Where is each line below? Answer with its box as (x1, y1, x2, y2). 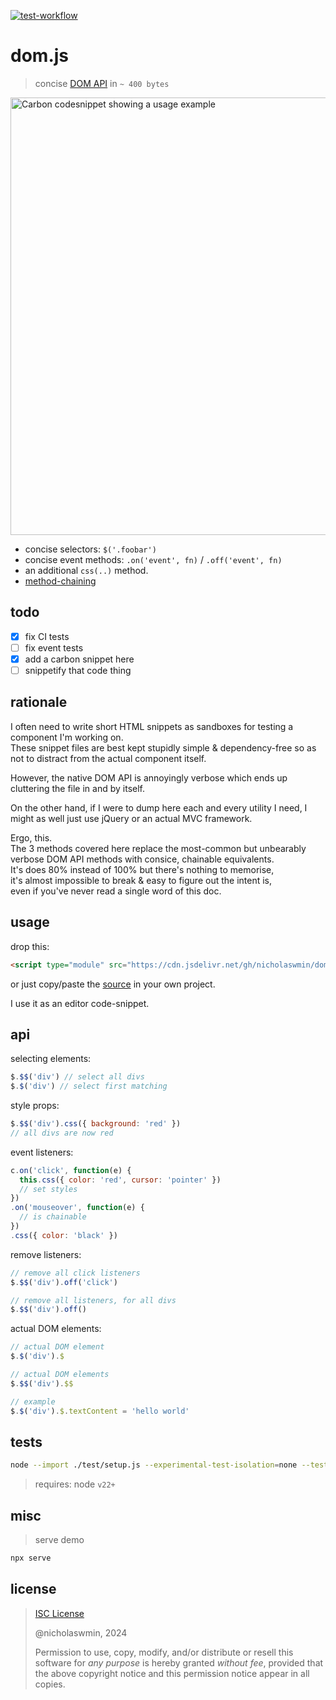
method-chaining (24, 575, 97, 587)
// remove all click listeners (10, 1268, 141, 1278)
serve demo (34, 1534, 85, 1546)
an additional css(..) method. (24, 564, 149, 576)
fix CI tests (24, 630, 70, 642)
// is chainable (19, 1212, 87, 1222)
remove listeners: (10, 1248, 82, 1260)
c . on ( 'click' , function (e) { (10, 1165, 132, 1175)
